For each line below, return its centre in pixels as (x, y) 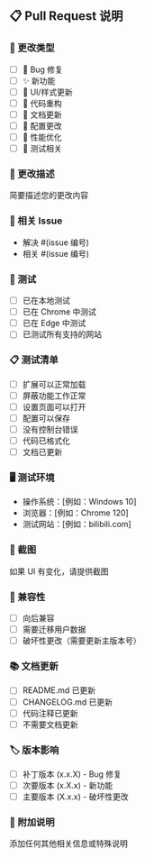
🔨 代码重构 (42, 103)
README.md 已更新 (59, 690)
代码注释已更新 (50, 713)
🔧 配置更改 (42, 126)
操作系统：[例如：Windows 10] (79, 502)
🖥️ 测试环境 (32, 478)
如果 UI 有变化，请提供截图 (59, 571)
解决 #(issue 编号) (56, 242)
